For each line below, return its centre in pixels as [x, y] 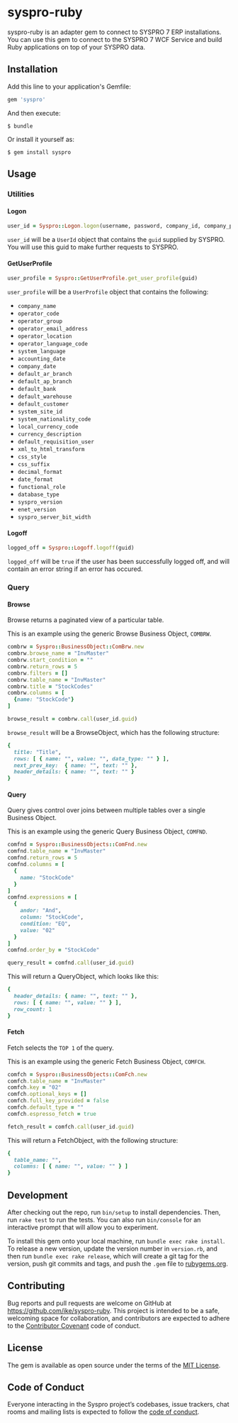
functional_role [41, 487]
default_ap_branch [45, 382]
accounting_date [41, 359]
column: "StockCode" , [52, 917]
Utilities [21, 194]
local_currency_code [48, 427]
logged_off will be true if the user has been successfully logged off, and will [119, 562]
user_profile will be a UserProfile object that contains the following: [108, 292]
